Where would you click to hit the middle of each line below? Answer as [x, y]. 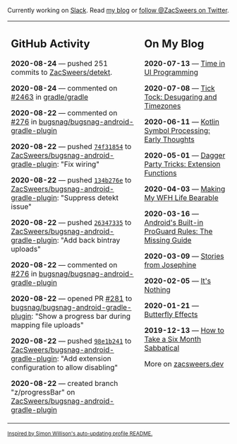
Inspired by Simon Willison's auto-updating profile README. [80, 433]
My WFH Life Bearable [181, 197]
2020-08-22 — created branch [65, 383]
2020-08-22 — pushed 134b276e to [71, 180]
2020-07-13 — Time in [185, 63]
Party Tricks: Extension [182, 164]
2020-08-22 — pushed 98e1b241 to [71, 341]
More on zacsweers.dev [184, 363]
